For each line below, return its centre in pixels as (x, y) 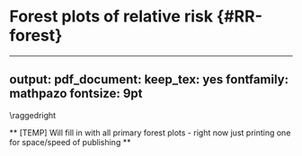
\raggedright (33, 115)
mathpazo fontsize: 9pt (76, 94)
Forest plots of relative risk (111, 17)
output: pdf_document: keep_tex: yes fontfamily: (149, 79)
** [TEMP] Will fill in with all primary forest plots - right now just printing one (150, 133)
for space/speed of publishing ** (70, 142)
